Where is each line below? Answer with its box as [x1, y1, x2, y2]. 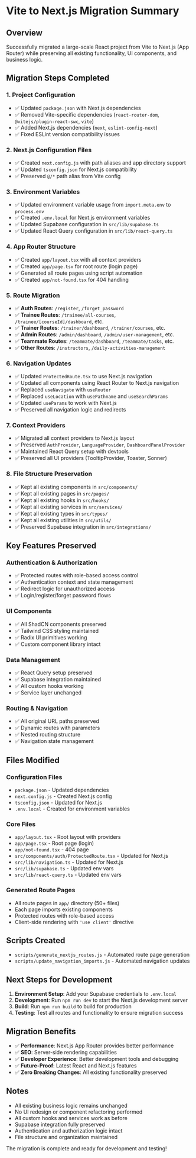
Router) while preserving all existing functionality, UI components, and [6, 50, 177, 57]
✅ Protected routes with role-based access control [14, 572, 139, 579]
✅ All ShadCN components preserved [14, 620, 107, 628]
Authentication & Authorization [6, 558, 97, 567]
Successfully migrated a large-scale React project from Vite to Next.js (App [6, 43, 190, 50]
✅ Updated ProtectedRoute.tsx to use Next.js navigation [14, 373, 152, 380]
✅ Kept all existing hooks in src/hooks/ [14, 496, 109, 504]
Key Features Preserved [6, 541, 96, 551]
